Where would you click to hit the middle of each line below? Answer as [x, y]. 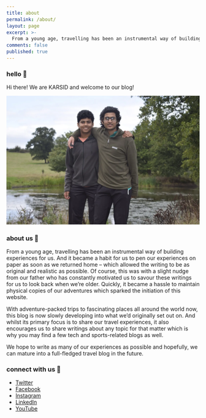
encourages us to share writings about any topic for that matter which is [97, 329]
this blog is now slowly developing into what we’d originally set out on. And [101, 316]
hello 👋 [17, 74]
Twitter [24, 382]
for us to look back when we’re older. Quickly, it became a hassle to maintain [103, 284]
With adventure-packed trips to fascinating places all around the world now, [102, 309]
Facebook [28, 389]
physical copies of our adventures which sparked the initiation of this [93, 291]
